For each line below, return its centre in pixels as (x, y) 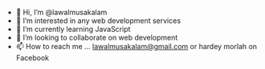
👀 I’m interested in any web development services (98, 21)
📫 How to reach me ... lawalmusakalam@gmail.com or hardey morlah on (137, 46)
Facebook (33, 58)
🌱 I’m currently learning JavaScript (73, 29)
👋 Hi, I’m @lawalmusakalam (61, 12)
